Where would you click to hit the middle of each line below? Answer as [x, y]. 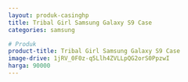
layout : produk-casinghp [49, 15]
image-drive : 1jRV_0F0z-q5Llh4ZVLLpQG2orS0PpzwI [89, 59]
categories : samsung [42, 30]
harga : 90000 [29, 66]
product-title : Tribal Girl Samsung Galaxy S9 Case [94, 52]
